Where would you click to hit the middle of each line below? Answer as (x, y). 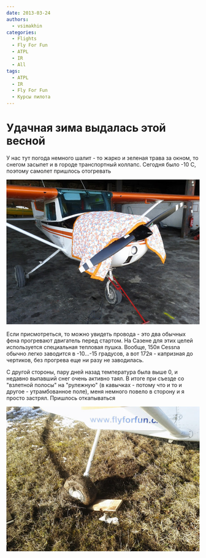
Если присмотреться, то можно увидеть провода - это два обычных (96, 334)
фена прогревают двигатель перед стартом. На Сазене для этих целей (100, 341)
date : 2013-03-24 (29, 13)
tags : (13, 71)
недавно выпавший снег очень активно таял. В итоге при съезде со (95, 378)
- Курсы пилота (31, 97)
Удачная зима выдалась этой (86, 128)
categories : (21, 32)
